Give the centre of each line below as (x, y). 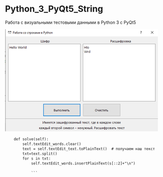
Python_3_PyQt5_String (54, 9)
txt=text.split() (40, 154)
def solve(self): (31, 139)
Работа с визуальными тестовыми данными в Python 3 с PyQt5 (71, 22)
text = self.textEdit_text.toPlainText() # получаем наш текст (89, 149)
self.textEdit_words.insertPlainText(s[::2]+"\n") (83, 163)
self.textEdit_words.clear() (52, 144)
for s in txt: (37, 159)
